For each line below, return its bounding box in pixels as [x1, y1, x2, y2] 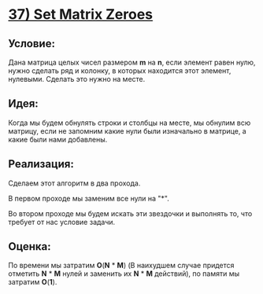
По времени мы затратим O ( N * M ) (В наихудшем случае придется [8, 261, 235, 270]
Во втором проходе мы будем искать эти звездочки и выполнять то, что [8, 208, 253, 218]
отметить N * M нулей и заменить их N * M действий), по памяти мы [8, 269, 240, 278]
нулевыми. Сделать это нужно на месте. [8, 75, 146, 83]
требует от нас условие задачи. [8, 217, 116, 226]
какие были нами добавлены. [8, 134, 108, 144]
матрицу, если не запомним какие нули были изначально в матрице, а [8, 126, 246, 135]
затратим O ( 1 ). [8, 277, 57, 287]
